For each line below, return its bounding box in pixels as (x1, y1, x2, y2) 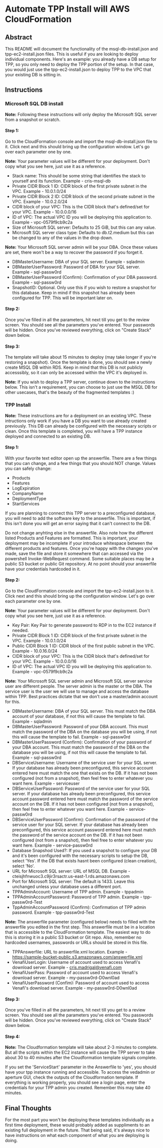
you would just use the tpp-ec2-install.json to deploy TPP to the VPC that (5, 67, 151, 72)
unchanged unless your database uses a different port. (12, 884, 122, 890)
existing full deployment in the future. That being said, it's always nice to (5, 1127, 150, 1133)
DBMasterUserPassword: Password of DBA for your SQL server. (12, 264, 140, 270)
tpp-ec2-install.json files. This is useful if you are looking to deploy (5, 51, 139, 57)
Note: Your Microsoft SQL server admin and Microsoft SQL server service (5, 678, 152, 684)
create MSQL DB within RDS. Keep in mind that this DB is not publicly (5, 364, 143, 370)
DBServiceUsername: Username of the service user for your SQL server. (12, 760, 158, 766)
